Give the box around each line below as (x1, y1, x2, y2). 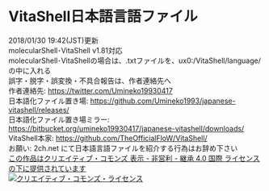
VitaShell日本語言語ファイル (8, 7, 198, 26)
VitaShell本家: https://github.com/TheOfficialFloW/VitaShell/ (8, 133, 208, 143)
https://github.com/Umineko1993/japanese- (90, 96, 236, 106)
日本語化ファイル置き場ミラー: (8, 114, 111, 124)
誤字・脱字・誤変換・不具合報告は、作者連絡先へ (8, 76, 171, 85)
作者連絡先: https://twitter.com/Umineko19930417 (8, 85, 174, 95)
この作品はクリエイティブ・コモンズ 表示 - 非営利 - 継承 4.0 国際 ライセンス (8, 153, 260, 163)
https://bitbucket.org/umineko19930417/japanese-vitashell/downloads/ (8, 123, 245, 133)
